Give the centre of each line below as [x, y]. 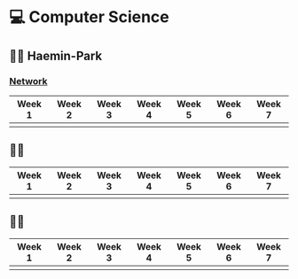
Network [28, 81]
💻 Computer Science [90, 17]
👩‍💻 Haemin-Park [56, 55]
